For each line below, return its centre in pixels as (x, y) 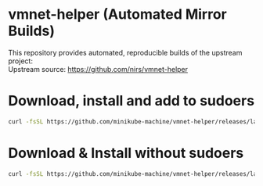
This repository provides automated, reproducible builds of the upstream (125, 52)
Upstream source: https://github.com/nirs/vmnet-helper (98, 69)
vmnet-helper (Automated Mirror (117, 14)
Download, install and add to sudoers (131, 101)
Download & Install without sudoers (126, 153)
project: (21, 61)
